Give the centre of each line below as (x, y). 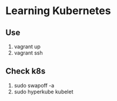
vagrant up (27, 46)
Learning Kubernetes (58, 11)
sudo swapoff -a (34, 85)
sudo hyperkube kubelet (44, 92)
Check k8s (26, 71)
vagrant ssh (29, 53)
